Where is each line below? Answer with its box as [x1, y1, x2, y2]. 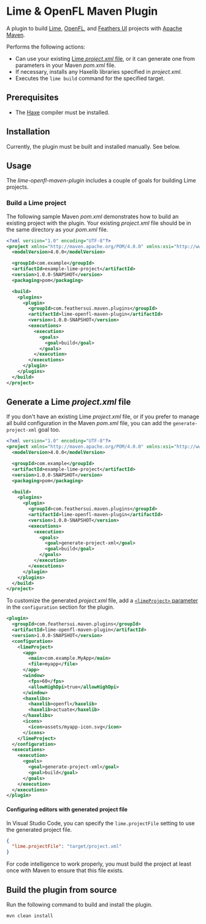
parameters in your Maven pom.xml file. [15, 61, 116, 69]
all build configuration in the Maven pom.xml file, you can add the [6, 420, 172, 427]
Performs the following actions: [6, 43, 86, 50]
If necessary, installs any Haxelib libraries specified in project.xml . [15, 68, 182, 75]
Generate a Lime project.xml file [6, 397, 131, 407]
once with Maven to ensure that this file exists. [6, 867, 124, 874]
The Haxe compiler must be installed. [15, 109, 110, 116]
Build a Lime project [6, 198, 67, 207]
